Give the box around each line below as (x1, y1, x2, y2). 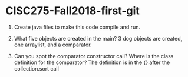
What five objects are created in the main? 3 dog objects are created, (14, 35, 183, 42)
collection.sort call (14, 65, 60, 72)
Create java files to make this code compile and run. (14, 24, 141, 31)
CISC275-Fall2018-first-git (5, 4, 140, 18)
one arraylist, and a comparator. (14, 41, 92, 48)
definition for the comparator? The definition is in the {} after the (14, 59, 170, 66)
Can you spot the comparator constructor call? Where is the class (14, 52, 174, 59)
